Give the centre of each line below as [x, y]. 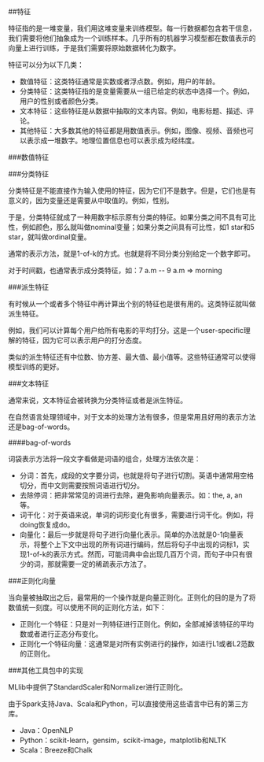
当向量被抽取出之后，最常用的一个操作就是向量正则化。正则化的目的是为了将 [132, 597]
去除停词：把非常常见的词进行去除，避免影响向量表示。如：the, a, [126, 495]
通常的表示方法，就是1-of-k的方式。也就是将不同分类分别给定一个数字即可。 [132, 253]
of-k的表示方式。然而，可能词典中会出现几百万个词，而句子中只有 [139, 554]
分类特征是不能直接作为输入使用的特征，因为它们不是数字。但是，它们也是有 [132, 190]
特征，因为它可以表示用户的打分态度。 [84, 340]
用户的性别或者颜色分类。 [61, 101]
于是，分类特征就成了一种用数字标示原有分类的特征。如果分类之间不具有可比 [132, 217]
